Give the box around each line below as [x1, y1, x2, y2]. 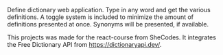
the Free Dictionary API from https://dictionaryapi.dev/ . [7, 41, 162, 48]
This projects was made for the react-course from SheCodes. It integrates [7, 33, 216, 41]
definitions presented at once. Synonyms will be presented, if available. [7, 20, 209, 28]
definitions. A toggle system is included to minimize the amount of [7, 13, 194, 21]
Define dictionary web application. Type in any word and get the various [7, 6, 211, 14]
